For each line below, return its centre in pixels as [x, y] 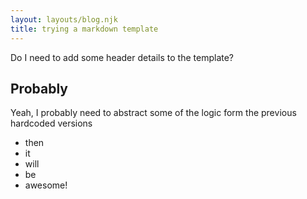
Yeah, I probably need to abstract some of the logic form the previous [153, 113]
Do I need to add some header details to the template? [122, 57]
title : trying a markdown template [84, 29]
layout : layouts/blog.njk [64, 19]
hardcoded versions [51, 123]
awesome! [46, 185]
